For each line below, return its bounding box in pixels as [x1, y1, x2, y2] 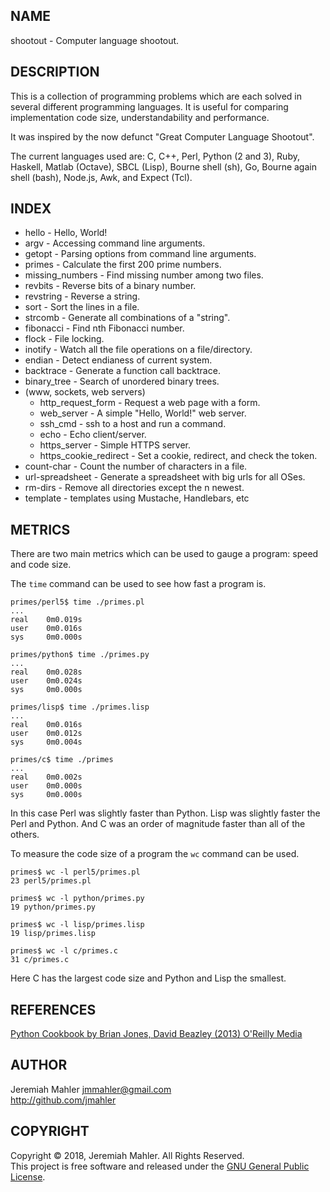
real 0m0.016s [10, 720, 83, 730]
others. [10, 829, 40, 841]
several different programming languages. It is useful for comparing [10, 100, 289, 113]
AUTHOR [10, 1057, 68, 1074]
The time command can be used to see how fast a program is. [10, 578, 267, 590]
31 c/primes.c [10, 955, 70, 965]
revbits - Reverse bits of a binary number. [24, 280, 197, 292]
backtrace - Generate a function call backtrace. [24, 365, 221, 377]
